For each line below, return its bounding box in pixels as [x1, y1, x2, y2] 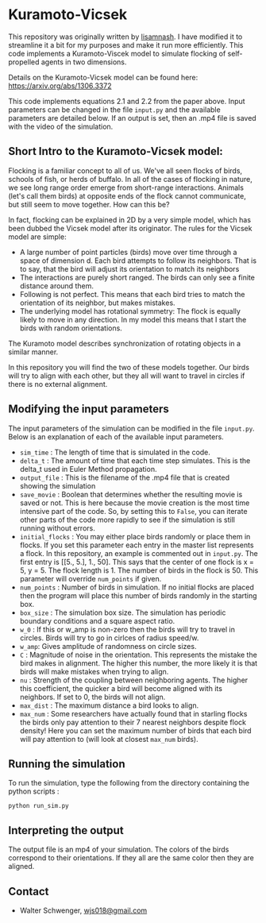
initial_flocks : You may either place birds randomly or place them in [19, 531, 251, 541]
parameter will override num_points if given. [19, 573, 162, 583]
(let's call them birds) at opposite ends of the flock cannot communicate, [8, 191, 246, 200]
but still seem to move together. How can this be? [8, 199, 170, 209]
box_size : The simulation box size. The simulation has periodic [19, 608, 226, 617]
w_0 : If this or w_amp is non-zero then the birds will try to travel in [19, 624, 236, 634]
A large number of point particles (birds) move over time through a [19, 247, 237, 257]
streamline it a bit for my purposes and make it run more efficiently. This [8, 40, 244, 49]
